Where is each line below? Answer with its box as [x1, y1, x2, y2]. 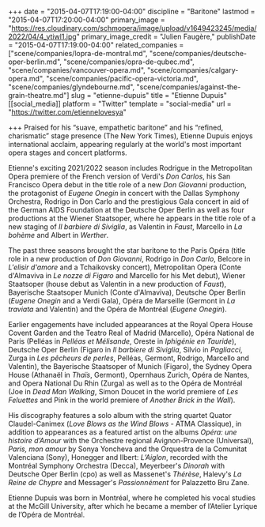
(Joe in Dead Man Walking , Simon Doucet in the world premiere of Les [8, 387, 239, 396]
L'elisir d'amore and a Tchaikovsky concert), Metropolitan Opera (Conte [8, 262, 241, 272]
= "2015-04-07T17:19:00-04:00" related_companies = [8, 40, 184, 50]
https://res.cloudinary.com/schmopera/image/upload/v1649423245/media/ [11, 24, 257, 32]
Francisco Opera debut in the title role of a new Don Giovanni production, [8, 180, 247, 189]
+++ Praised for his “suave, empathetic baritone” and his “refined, [8, 122, 224, 132]
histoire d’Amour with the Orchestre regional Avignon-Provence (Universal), [8, 436, 255, 445]
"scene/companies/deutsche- [149, 49, 248, 58]
